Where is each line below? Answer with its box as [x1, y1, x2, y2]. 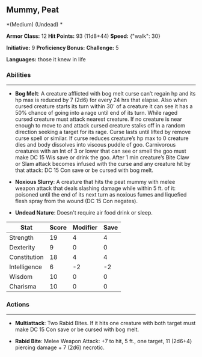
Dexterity [9, 243, 35, 252]
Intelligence [9, 263, 42, 271]
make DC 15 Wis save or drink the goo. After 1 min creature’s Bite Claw [14, 154, 189, 161]
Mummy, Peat [6, 5, 59, 15]
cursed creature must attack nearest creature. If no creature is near [14, 115, 182, 123]
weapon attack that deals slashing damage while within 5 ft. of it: [14, 185, 176, 192]
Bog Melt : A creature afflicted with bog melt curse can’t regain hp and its [14, 90, 196, 97]
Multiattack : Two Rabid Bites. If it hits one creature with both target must [14, 320, 196, 327]
